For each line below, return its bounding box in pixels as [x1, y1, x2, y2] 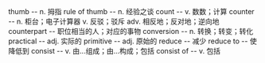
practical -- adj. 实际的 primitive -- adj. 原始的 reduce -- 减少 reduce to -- [8, 36, 248, 46]
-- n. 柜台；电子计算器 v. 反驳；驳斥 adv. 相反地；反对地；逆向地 [8, 17, 220, 26]
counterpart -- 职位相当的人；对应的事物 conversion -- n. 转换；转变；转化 [8, 27, 254, 35]
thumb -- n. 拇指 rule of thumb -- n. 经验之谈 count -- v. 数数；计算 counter [8, 7, 255, 16]
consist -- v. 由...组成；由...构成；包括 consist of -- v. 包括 [30, 46, 221, 55]
